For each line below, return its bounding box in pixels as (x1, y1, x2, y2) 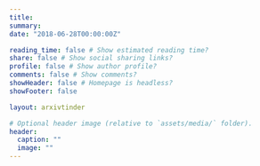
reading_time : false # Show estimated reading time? (9, 45, 209, 54)
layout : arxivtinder (9, 103, 86, 112)
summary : (9, 21, 42, 30)
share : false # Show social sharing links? (9, 54, 174, 63)
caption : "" (17, 135, 62, 145)
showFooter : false (9, 86, 77, 96)
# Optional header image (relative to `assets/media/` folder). (9, 119, 253, 128)
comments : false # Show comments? (9, 70, 138, 80)
